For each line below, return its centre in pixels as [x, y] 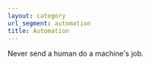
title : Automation [38, 31]
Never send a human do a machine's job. [76, 54]
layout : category [37, 16]
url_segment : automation [49, 23]
